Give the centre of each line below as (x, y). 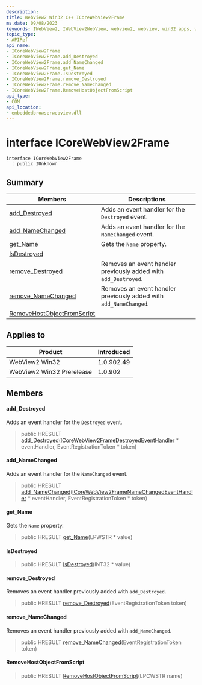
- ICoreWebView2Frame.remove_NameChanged (59, 85)
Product (50, 352)
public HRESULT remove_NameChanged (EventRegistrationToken (101, 642)
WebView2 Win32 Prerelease (50, 371)
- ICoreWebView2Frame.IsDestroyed (50, 74)
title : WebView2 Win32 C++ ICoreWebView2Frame (66, 17)
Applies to (26, 335)
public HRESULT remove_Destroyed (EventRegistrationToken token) (104, 603)
